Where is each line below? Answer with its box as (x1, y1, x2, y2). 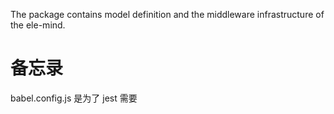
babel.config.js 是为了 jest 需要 (10, 92, 138, 104)
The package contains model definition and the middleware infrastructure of (10, 9, 325, 20)
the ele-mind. (10, 19, 66, 31)
